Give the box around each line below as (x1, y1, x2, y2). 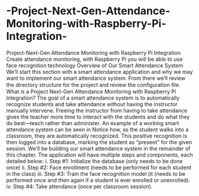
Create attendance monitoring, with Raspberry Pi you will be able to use (6, 55, 183, 63)
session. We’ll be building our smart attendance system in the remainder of (6, 145, 191, 152)
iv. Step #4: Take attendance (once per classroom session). (6, 183, 153, 190)
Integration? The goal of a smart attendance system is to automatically (6, 94, 180, 101)
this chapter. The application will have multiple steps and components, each (6, 151, 193, 158)
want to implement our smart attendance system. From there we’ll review (6, 74, 186, 82)
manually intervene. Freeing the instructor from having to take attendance (6, 107, 188, 114)
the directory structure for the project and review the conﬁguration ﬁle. (6, 81, 180, 88)
